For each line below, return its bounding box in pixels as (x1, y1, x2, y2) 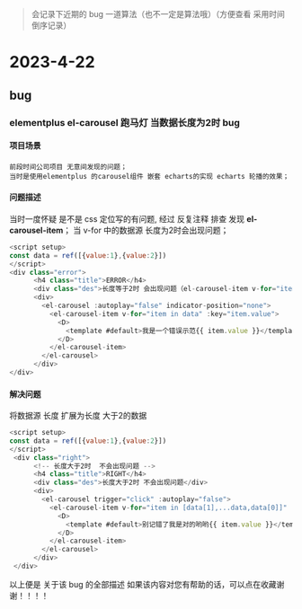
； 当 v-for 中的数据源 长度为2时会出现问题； (62, 225, 229, 235)
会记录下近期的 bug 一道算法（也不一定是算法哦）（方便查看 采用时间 (31, 9, 286, 19)
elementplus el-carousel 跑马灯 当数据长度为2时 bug (9, 116, 241, 128)
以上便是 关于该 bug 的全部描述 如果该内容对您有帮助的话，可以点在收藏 (9, 578, 277, 589)
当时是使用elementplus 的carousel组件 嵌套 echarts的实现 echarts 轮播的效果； (9, 172, 289, 181)
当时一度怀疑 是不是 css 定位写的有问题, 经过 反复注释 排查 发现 (9, 213, 245, 224)
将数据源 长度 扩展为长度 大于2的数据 (9, 410, 147, 421)
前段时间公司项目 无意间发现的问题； (9, 162, 128, 172)
